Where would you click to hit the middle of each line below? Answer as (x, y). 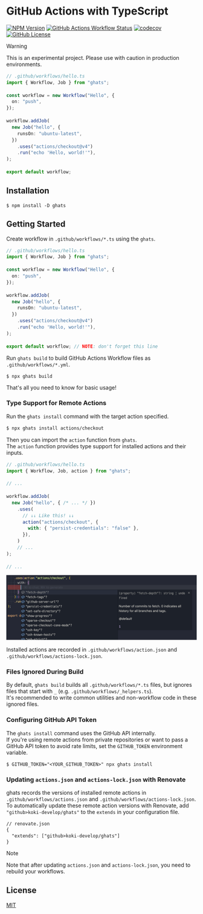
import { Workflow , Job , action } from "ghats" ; (69, 471)
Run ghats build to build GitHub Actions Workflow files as (79, 358)
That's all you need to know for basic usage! (61, 387)
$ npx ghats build (29, 376)
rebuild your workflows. (36, 871)
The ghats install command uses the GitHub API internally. (81, 733)
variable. (17, 752)
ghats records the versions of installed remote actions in (76, 792)
